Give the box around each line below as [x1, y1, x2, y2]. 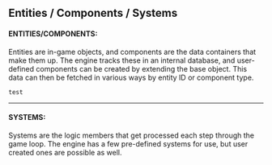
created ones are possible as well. [8, 147, 123, 157]
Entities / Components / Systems [8, 6, 178, 20]
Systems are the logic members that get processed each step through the [8, 130, 255, 140]
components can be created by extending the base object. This [36, 64, 248, 73]
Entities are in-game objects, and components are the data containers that [8, 47, 257, 56]
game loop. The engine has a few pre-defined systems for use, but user [8, 138, 249, 148]
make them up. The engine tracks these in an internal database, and [8, 56, 236, 65]
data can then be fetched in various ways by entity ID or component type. [8, 72, 254, 82]
